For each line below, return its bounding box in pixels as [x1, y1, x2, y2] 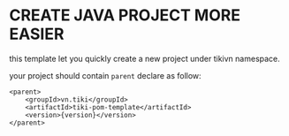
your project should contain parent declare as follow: [9, 70, 202, 80]
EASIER [9, 24, 65, 44]
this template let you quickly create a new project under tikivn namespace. [9, 53, 280, 64]
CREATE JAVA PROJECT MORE [9, 5, 241, 26]
